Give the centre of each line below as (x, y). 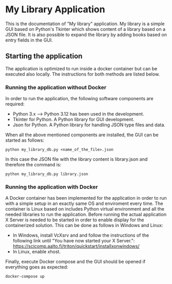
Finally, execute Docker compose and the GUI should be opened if (75, 262)
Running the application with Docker (52, 187)
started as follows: (25, 140)
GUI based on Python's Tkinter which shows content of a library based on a (85, 29)
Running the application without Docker (56, 87)
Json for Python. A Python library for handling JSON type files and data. (89, 125)
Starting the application (44, 56)
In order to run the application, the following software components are (79, 99)
